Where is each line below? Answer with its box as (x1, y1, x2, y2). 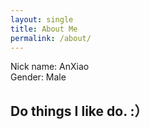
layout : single (10, 14, 74, 25)
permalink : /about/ (10, 33, 92, 43)
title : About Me (10, 24, 78, 34)
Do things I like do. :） (10, 102, 148, 120)
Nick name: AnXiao (10, 61, 90, 73)
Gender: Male (10, 71, 67, 83)
